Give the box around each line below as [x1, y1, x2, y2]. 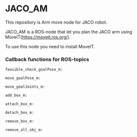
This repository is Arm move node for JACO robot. [5, 19, 107, 25]
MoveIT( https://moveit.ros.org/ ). [5, 34, 71, 40]
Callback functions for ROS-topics [5, 56, 90, 63]
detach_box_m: [5, 110, 35, 115]
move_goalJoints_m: [5, 84, 46, 89]
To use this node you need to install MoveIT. [5, 43, 95, 49]
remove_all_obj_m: [5, 128, 43, 133]
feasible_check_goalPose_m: [5, 67, 63, 72]
